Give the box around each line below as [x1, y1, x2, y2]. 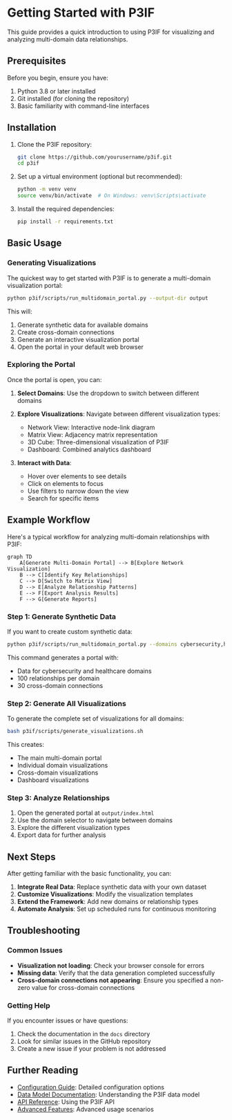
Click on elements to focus [27, 479, 104, 487]
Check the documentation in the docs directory [17, 1030, 151, 1038]
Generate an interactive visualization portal [17, 335, 139, 343]
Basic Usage [7, 237, 62, 249]
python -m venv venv [17, 186, 77, 193]
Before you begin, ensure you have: [7, 73, 108, 82]
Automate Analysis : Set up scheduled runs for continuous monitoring [17, 905, 216, 913]
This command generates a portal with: [7, 653, 119, 662]
